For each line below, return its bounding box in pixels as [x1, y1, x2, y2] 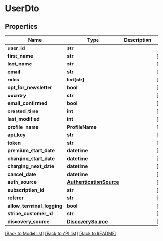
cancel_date [7, 171, 36, 177]
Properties [5, 22, 38, 31]
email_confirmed [7, 100, 48, 107]
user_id [7, 45, 25, 51]
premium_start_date [7, 147, 55, 154]
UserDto [5, 3, 40, 14]
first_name [7, 53, 33, 59]
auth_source [7, 179, 37, 185]
